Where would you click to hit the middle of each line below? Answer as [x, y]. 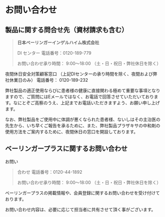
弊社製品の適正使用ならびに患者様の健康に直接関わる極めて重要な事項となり [83, 91]
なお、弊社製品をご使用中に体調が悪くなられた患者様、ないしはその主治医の [83, 119]
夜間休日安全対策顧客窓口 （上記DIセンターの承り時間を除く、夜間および [79, 74]
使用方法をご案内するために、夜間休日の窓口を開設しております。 [72, 132]
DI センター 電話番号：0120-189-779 [54, 53]
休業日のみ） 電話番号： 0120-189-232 [49, 80]
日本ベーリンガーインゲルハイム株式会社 [58, 43]
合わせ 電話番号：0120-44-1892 [50, 172]
